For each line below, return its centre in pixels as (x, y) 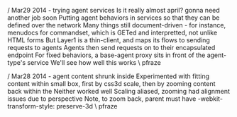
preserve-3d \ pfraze (87, 106)
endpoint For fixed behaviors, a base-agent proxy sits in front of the (106, 55)
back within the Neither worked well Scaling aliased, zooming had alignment (119, 91)
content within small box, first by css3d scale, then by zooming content (111, 84)
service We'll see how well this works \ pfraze (94, 62)
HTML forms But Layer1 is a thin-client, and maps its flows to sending (109, 40)
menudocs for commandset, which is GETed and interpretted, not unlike (112, 32)
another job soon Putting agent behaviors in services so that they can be (114, 18)
